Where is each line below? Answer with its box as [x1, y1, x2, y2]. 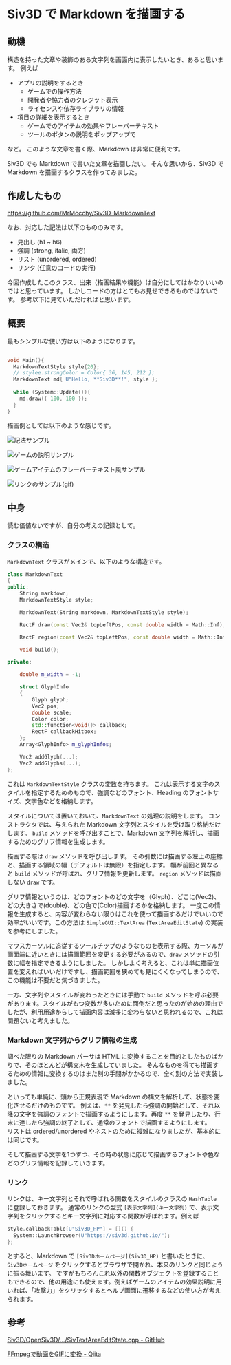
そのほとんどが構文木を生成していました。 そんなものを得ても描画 [25, 1061, 213, 1069]
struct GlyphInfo [19, 684, 69, 690]
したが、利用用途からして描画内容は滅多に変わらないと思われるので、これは [7, 1008, 223, 1016]
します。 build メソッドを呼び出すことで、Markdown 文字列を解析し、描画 [7, 829, 220, 837]
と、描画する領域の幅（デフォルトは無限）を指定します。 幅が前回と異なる [7, 860, 219, 869]
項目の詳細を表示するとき [16, 113, 90, 121]
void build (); [19, 646, 60, 653]
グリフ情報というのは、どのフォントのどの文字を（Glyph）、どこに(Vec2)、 [7, 892, 221, 900]
